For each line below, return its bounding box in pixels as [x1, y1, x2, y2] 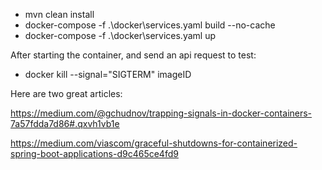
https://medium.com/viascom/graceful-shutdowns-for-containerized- [10, 137, 298, 149]
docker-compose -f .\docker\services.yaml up [24, 30, 216, 41]
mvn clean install [24, 9, 95, 20]
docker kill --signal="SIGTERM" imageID [24, 69, 192, 80]
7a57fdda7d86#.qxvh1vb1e [10, 118, 120, 129]
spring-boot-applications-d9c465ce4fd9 [10, 148, 179, 159]
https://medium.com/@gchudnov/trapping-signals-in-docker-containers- [10, 107, 313, 119]
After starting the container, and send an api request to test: [10, 49, 257, 61]
